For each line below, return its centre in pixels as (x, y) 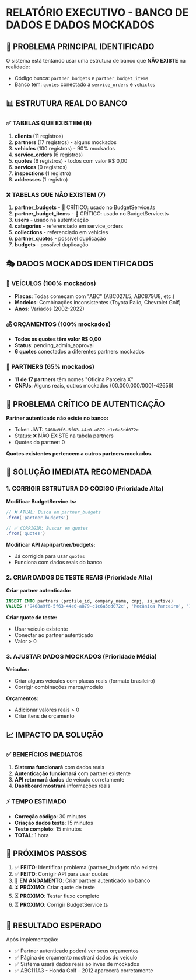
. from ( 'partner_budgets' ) (37, 518)
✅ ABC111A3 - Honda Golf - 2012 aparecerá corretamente (84, 971)
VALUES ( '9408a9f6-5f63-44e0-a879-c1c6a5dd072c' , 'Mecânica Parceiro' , (95, 606)
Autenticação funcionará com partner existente (73, 773)
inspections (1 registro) (43, 173)
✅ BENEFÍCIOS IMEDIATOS (44, 754)
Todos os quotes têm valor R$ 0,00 (58, 339)
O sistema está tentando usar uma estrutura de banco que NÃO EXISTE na (96, 61)
